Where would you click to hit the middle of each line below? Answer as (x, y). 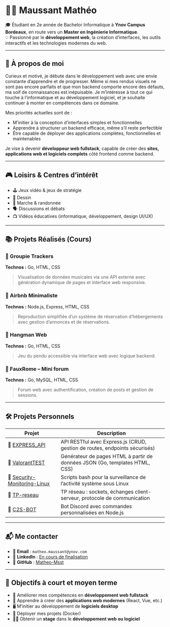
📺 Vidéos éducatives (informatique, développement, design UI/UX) (83, 216)
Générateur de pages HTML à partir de (107, 456)
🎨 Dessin (22, 198)
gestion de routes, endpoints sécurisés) (108, 448)
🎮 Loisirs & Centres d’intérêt (52, 175)
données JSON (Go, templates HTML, (105, 462)
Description (111, 433)
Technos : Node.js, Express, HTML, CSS (47, 306)
